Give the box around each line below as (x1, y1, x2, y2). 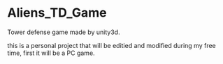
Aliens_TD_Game (7, 5, 107, 21)
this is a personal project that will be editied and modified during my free (7, 41, 217, 49)
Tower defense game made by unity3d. (7, 28, 120, 36)
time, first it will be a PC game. (7, 49, 96, 57)
